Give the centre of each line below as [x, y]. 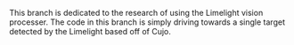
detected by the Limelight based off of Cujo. [90, 31]
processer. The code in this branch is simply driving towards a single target [147, 22]
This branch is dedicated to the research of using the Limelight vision [136, 13]
